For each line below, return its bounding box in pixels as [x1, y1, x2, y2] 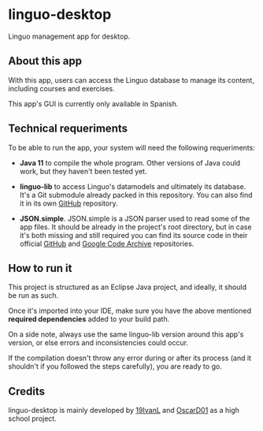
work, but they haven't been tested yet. [19, 166, 147, 176]
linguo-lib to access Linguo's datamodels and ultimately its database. [19, 181, 246, 191]
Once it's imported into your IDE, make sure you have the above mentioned [8, 306, 252, 316]
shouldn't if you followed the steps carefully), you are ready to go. [8, 362, 222, 371]
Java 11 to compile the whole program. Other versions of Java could [19, 158, 241, 167]
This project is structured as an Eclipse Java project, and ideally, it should [8, 282, 246, 292]
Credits [8, 385, 46, 398]
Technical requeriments [8, 122, 128, 136]
